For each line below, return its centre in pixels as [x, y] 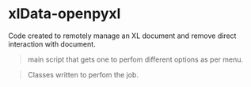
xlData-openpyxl [65, 14]
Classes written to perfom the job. [83, 74]
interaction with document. [52, 43]
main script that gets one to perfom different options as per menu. [135, 59]
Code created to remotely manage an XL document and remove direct [122, 36]
